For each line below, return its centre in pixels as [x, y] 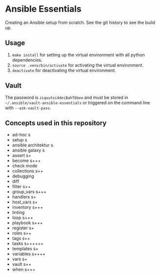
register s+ [23, 228]
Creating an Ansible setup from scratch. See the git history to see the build [80, 22]
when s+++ [24, 270]
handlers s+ [24, 197]
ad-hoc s [21, 135]
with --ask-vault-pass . [28, 108]
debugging [23, 176]
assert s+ [22, 156]
